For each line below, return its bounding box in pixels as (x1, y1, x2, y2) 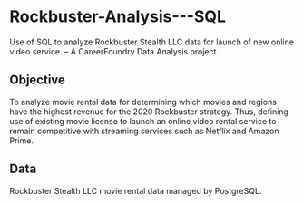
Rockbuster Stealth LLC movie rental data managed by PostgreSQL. (9, 185, 262, 196)
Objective (9, 73, 66, 88)
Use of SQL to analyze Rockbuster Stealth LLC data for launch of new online (9, 36, 295, 47)
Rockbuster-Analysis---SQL (9, 6, 227, 27)
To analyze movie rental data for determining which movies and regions (9, 96, 277, 107)
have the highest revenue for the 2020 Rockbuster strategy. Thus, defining (9, 106, 288, 117)
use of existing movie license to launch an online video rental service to (9, 115, 277, 126)
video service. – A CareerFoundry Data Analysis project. (9, 45, 220, 56)
